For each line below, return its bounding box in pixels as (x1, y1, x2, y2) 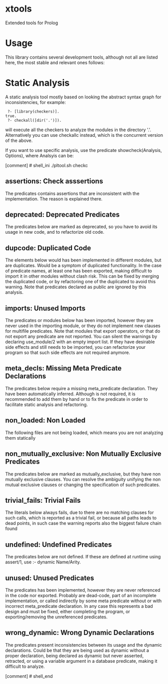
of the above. (5, 137, 33, 143)
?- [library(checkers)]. (7, 109, 59, 114)
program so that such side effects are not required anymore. (5, 349, 130, 356)
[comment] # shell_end (5, 673, 53, 679)
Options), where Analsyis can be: (5, 152, 74, 159)
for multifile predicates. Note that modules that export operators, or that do (5, 328, 160, 334)
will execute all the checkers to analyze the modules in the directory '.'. (5, 127, 151, 133)
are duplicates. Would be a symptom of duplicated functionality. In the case (5, 262, 162, 269)
